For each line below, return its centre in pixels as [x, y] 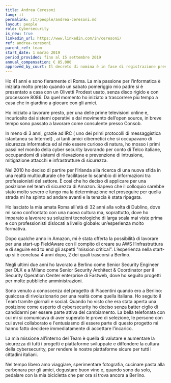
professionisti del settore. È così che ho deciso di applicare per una [76, 181]
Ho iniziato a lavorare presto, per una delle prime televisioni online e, [77, 113]
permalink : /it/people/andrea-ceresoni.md [51, 19]
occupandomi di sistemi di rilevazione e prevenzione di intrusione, [75, 155]
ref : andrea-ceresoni [28, 43]
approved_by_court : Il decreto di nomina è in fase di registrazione [81, 67]
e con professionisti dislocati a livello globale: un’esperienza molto [75, 223]
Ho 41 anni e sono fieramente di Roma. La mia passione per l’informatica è [83, 81]
